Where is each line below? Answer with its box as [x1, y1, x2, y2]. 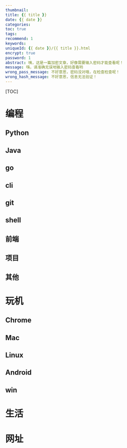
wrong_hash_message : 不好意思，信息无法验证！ [5, 74, 97, 80]
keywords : [5, 41, 27, 46]
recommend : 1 [5, 36, 33, 42]
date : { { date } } [5, 17, 43, 22]
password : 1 [5, 55, 31, 61]
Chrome [5, 316, 32, 325]
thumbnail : [5, 7, 29, 13]
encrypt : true [5, 50, 36, 55]
